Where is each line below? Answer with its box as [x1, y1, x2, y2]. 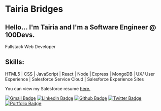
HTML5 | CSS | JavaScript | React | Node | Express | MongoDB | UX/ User [5, 71, 155, 77]
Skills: [5, 58, 25, 66]
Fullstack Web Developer [5, 44, 56, 50]
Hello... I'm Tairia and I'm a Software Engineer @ [5, 23, 157, 31]
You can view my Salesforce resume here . [5, 85, 91, 91]
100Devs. [5, 30, 35, 39]
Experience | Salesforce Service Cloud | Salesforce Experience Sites [5, 76, 144, 82]
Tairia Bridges [5, 3, 63, 15]
